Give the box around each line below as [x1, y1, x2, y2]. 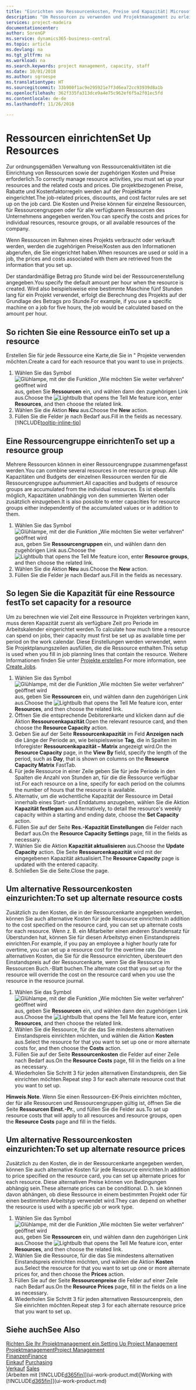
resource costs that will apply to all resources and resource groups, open [6, 1111, 182, 1118]
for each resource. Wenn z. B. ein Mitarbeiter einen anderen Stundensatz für [6, 927, 190, 934]
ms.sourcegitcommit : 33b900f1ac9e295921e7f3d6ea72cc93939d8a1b [6, 85, 163, 91]
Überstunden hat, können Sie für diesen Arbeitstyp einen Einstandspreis [6, 933, 180, 941]
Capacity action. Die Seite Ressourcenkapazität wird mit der [14, 848, 162, 855]
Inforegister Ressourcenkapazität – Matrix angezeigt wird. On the [14, 743, 172, 750]
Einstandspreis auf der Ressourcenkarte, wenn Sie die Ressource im [6, 958, 170, 966]
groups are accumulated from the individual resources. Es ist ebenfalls [6, 486, 176, 493]
